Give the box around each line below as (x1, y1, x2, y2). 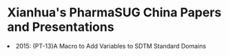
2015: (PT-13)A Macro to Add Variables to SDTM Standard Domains (16, 42, 207, 50)
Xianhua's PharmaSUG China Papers (7, 5, 222, 20)
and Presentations (7, 19, 115, 35)
